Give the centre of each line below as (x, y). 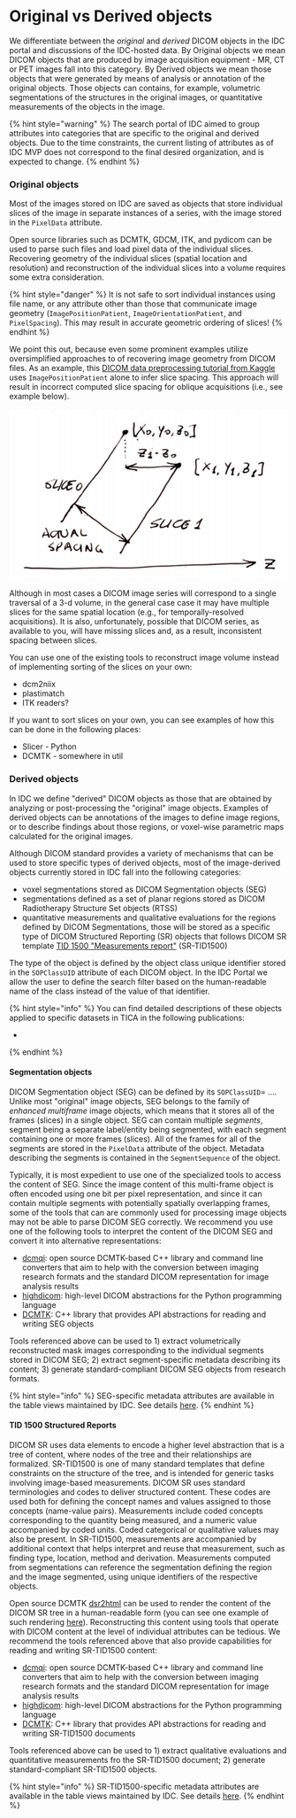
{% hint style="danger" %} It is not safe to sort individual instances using (142, 295)
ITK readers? (45, 703)
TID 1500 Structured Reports (63, 1425)
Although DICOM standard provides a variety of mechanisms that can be (141, 853)
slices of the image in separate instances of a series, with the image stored (146, 213)
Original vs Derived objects (111, 16)
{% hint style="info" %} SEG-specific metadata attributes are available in (142, 1396)
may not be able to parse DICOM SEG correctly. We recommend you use (141, 1222)
